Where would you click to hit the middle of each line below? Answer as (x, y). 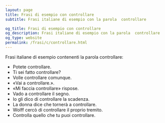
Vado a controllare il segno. (41, 94)
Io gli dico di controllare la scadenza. (51, 99)
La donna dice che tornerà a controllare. (55, 104)
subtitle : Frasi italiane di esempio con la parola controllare (76, 19)
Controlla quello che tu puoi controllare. (54, 115)
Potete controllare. (32, 67)
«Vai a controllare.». (34, 83)
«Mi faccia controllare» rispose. (46, 88)
